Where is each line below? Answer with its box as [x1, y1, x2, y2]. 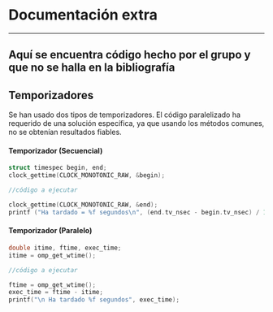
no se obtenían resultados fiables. [8, 128, 122, 137]
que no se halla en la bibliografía [8, 61, 175, 75]
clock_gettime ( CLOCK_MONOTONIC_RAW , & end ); [8, 201, 158, 209]
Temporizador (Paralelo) [8, 226, 93, 236]
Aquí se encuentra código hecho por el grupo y [8, 48, 251, 62]
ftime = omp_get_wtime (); [8, 280, 96, 289]
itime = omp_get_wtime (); [8, 251, 96, 259]
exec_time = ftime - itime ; [8, 288, 104, 297]
